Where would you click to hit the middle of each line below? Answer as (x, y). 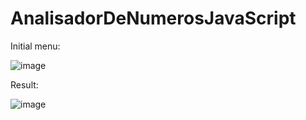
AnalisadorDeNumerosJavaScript (153, 18)
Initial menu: (35, 46)
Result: (24, 84)
